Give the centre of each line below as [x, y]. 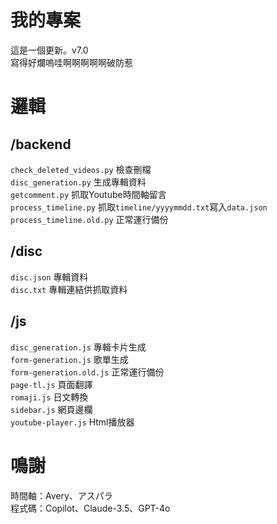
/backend [41, 144]
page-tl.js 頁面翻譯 [51, 384]
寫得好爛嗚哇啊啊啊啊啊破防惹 [71, 62]
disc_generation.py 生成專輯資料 [78, 182]
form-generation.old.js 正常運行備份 [87, 372]
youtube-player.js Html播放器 [72, 422]
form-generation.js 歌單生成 [69, 359]
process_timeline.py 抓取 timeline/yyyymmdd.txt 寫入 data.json [139, 207]
